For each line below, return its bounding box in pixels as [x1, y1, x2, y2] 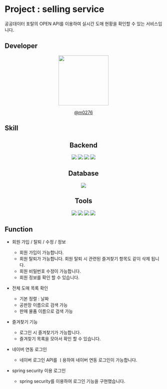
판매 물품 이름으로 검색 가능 [19, 308, 73, 314]
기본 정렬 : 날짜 [19, 296, 49, 302]
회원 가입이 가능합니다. [19, 249, 64, 255]
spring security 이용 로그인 [11, 367, 66, 373]
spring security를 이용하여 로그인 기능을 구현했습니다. [19, 378, 125, 384]
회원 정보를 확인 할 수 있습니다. [19, 274, 79, 280]
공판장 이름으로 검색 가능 [19, 302, 68, 308]
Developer [4, 41, 38, 50]
